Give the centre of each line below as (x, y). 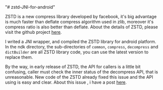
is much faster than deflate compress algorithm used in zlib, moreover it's (79, 22)
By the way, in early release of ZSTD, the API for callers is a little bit (73, 67)
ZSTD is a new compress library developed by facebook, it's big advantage (81, 16)
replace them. (19, 57)
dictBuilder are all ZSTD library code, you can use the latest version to (77, 52)
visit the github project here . (34, 32)
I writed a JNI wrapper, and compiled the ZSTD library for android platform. (81, 42)
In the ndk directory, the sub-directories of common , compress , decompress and (81, 47)
